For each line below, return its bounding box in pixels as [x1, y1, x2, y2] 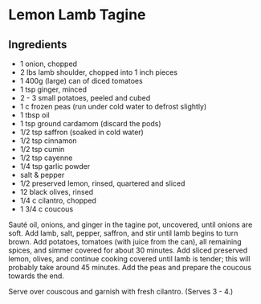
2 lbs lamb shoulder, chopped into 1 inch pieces [19, 68, 178, 77]
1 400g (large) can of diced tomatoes [19, 76, 143, 85]
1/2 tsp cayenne [19, 153, 73, 162]
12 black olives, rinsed [19, 187, 94, 196]
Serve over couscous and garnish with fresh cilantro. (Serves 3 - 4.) [8, 287, 234, 296]
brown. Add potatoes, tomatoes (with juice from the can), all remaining [8, 237, 243, 246]
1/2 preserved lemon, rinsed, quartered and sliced [19, 179, 186, 188]
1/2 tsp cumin [19, 145, 65, 154]
